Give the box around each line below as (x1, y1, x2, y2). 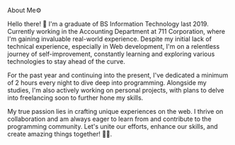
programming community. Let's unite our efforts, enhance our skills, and (7, 122, 218, 130)
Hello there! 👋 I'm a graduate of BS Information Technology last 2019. (7, 20, 209, 28)
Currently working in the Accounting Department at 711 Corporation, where (7, 28, 225, 35)
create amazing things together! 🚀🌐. (7, 130, 113, 138)
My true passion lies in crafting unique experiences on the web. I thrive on (7, 108, 224, 115)
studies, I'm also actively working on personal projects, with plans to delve (7, 86, 224, 94)
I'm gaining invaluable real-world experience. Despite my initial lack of (7, 35, 212, 43)
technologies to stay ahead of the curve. (7, 57, 125, 66)
